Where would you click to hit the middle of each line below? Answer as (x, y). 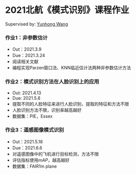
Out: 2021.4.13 (27, 93)
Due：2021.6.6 (27, 147)
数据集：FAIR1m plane (34, 166)
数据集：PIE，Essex (32, 116)
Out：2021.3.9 (27, 49)
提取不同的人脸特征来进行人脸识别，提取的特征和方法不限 (70, 104)
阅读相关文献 (25, 61)
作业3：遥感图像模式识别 (34, 130)
